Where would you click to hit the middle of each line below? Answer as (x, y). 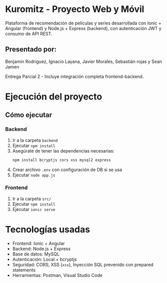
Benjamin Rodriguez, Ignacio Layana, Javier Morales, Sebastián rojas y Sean (84, 61)
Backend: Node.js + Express (41, 248)
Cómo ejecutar (29, 115)
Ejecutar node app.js (34, 175)
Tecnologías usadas (48, 229)
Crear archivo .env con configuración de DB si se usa (67, 169)
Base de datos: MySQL (36, 254)
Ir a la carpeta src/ (32, 198)
